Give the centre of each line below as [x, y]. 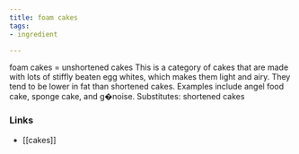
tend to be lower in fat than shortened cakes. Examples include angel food [147, 87]
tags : [19, 26]
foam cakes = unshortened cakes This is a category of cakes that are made [149, 67]
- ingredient [34, 34]
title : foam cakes [44, 17]
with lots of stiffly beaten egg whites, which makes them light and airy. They [150, 77]
